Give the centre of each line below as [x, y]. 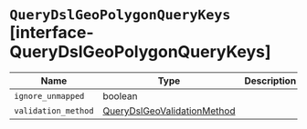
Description [270, 81]
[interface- [52, 33]
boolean [120, 95]
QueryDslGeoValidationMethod [169, 111]
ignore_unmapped [49, 96]
